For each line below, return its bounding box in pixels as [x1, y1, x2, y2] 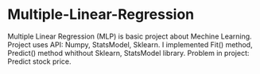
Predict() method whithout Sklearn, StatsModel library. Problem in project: [7, 48, 250, 57]
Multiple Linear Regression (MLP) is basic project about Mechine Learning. [7, 31, 252, 41]
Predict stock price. [7, 57, 72, 66]
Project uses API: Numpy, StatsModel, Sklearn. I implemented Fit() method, [7, 39, 253, 49]
